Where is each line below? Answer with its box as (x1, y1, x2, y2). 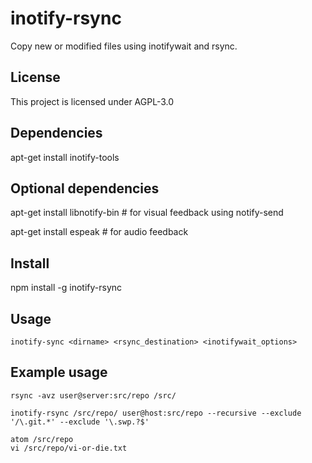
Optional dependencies (10, 180, 160, 197)
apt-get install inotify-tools (10, 151, 120, 163)
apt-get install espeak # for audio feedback (10, 226, 189, 238)
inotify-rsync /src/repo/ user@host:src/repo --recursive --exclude (10, 408, 302, 418)
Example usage (10, 364, 108, 381)
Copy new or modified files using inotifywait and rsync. (10, 40, 238, 52)
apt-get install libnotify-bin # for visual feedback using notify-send (10, 207, 284, 219)
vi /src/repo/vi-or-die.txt (10, 443, 128, 453)
